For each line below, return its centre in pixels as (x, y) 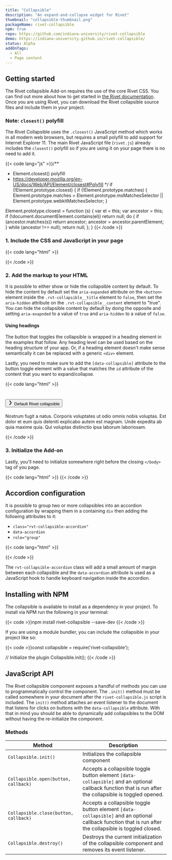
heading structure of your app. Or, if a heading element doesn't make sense (85, 348)
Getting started (30, 78)
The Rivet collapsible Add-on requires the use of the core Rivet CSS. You (82, 91)
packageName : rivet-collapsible (40, 24)
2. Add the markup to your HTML (47, 275)
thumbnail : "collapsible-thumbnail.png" (49, 20)
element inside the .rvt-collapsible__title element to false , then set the (84, 297)
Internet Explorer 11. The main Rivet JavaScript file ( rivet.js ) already (78, 143)
